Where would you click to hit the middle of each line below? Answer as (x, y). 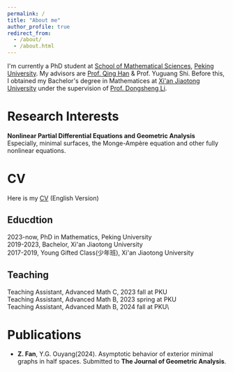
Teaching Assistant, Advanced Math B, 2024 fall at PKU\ (88, 306)
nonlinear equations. (37, 150)
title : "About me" (34, 20)
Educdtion (30, 220)
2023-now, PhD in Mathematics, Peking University (80, 237)
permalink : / (26, 14)
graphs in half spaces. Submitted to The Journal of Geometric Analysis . (122, 362)
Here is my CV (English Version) (53, 198)
